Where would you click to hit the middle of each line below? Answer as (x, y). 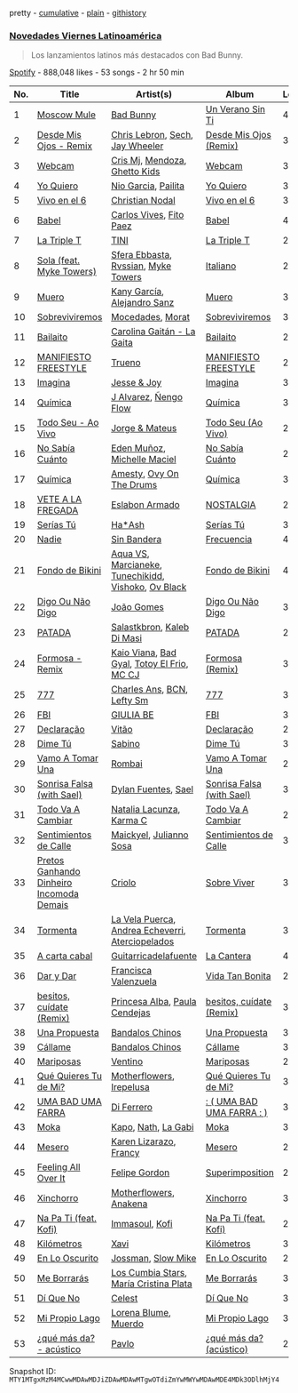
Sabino (125, 744)
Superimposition (240, 1173)
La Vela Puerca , (143, 919)
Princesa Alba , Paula (153, 1002)
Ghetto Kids (135, 172)
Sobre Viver (230, 883)
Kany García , (137, 292)
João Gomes (137, 607)
